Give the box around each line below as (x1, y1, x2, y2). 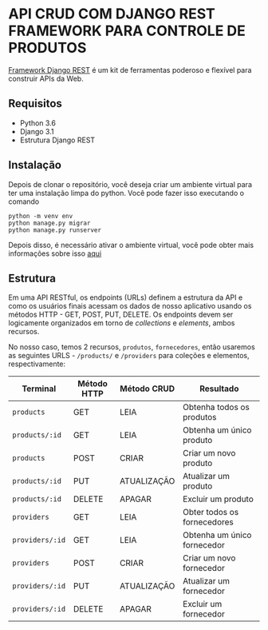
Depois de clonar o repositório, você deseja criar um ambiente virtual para (8, 179, 253, 189)
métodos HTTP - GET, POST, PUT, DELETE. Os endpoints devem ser (8, 309, 234, 320)
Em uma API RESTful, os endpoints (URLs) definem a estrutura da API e (8, 293, 243, 302)
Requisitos (8, 97, 62, 110)
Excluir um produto (183, 493, 254, 504)
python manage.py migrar (8, 219, 91, 227)
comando (8, 197, 40, 206)
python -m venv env (8, 212, 73, 220)
